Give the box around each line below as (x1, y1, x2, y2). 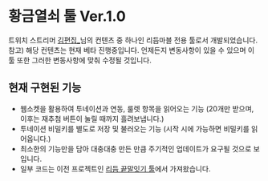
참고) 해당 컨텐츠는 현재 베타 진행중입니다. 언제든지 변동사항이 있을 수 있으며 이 (8, 45, 255, 54)
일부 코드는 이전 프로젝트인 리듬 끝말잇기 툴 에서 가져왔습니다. (19, 163, 211, 173)
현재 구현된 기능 (8, 81, 82, 95)
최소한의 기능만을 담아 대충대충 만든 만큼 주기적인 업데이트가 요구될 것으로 (19, 143, 252, 153)
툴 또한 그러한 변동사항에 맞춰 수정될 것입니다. (8, 55, 152, 65)
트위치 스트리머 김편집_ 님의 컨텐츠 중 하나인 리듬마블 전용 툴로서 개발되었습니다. (8, 35, 258, 45)
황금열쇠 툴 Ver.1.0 (8, 7, 126, 26)
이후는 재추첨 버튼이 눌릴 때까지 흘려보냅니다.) (19, 114, 164, 123)
